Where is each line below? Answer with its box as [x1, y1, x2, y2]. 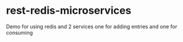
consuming [6, 29, 33, 36]
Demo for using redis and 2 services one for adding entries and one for [6, 23, 177, 30]
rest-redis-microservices [6, 4, 132, 17]
